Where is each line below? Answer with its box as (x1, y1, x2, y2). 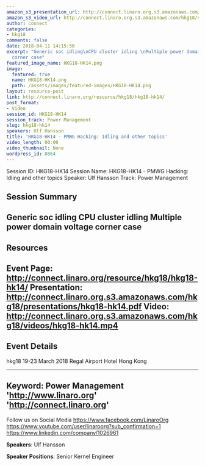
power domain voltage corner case (6, 222, 142, 232)
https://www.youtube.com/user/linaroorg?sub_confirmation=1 (6, 422, 161, 430)
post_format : (6, 99, 40, 106)
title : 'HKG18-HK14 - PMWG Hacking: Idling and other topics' (6, 134, 168, 140)
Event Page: (6, 263, 53, 274)
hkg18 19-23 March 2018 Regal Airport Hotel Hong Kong (6, 357, 148, 365)
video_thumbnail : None (6, 145, 64, 151)
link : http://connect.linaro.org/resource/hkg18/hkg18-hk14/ (6, 94, 165, 100)
